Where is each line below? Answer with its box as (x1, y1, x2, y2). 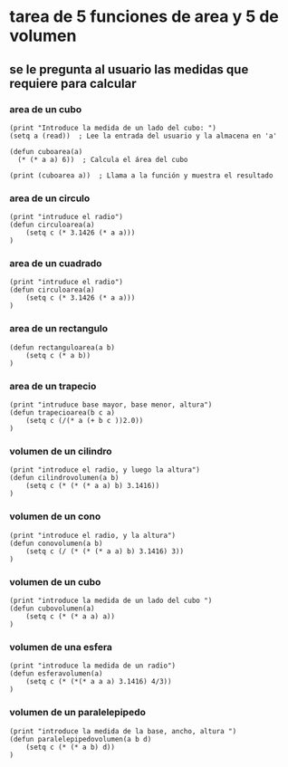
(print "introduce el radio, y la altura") (9, 531, 177, 540)
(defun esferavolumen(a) (9, 669, 103, 678)
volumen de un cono (9, 510, 101, 523)
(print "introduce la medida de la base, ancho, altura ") (9, 726, 237, 735)
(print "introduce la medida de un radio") (9, 661, 177, 671)
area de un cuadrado (9, 257, 102, 270)
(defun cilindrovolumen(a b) (9, 474, 120, 483)
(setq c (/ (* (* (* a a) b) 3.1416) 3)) (25, 546, 184, 556)
